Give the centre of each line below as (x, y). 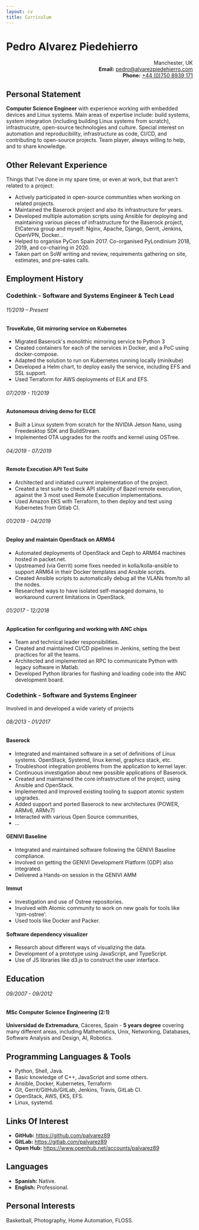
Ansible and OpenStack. (44, 785)
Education (25, 979)
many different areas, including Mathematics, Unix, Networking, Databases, (98, 1032)
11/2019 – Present (27, 310)
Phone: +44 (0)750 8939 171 (158, 75)
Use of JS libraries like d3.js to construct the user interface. (87, 960)
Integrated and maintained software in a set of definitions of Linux (95, 753)
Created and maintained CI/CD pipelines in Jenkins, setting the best (97, 648)
